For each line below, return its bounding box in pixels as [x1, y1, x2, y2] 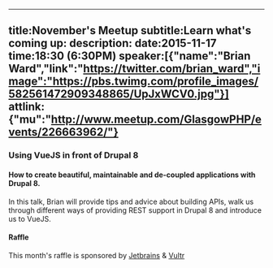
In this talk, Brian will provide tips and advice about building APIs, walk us [8, 197, 254, 206]
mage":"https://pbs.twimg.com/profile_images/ [8, 75, 258, 89]
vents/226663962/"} [8, 125, 119, 139]
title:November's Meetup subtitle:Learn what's [8, 24, 252, 37]
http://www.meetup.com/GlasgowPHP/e [50, 113, 262, 127]
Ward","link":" [8, 62, 84, 76]
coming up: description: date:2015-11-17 [8, 37, 217, 50]
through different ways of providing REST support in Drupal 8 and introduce [8, 205, 262, 215]
